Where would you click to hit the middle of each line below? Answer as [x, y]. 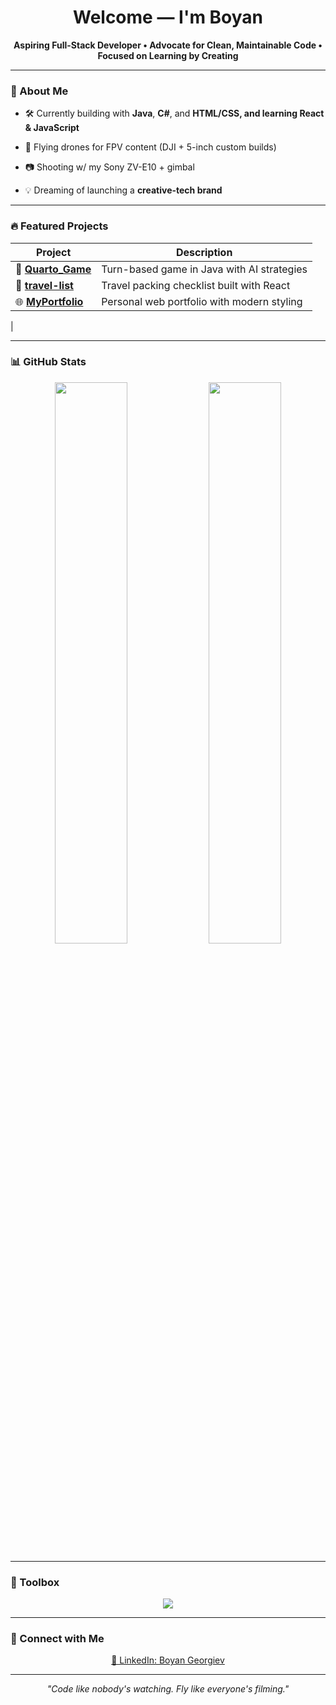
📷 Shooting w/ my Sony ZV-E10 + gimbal [109, 167]
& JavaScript [52, 128]
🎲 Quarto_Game [53, 269]
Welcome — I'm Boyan [168, 17]
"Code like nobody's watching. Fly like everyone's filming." [168, 1689]
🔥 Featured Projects [59, 226]
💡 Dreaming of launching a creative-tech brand [123, 190]
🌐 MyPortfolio [49, 301]
